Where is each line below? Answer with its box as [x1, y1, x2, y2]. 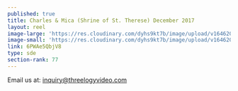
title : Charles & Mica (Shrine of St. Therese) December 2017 [7, 17, 195, 24]
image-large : [7, 30, 46, 37]
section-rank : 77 [7, 56, 59, 63]
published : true [7, 10, 55, 18]
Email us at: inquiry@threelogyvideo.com [7, 75, 127, 84]
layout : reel [7, 23, 46, 30]
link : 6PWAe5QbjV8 [7, 43, 62, 50]
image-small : [7, 37, 46, 44]
